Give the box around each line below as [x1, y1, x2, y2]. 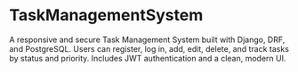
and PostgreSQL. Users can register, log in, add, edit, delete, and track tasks [9, 43, 289, 54]
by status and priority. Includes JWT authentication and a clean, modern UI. [9, 53, 286, 63]
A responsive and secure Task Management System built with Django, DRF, [9, 34, 286, 45]
